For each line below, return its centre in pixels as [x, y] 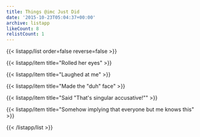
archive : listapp [28, 23]
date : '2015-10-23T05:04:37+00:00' [51, 17]
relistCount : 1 [25, 34]
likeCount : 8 [23, 29]
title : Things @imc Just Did [43, 12]
